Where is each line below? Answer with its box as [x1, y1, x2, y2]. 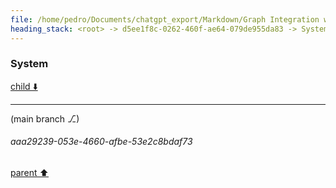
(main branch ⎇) [10, 112, 80, 125]
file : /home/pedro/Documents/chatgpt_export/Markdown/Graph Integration [10, 14, 320, 25]
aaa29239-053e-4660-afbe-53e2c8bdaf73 [10, 136, 193, 148]
